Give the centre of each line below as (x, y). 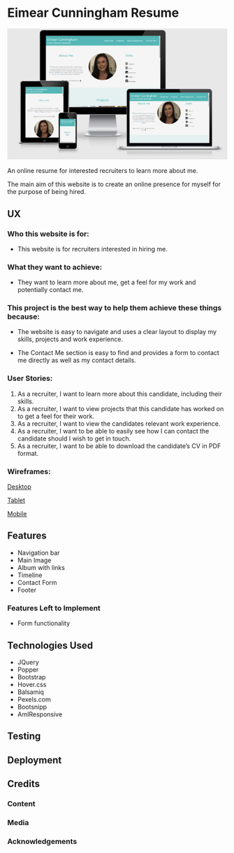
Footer (27, 590)
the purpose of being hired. (46, 192)
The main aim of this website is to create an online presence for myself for (114, 184)
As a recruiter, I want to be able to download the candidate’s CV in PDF (119, 445)
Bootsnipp (32, 707)
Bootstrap (31, 677)
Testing (24, 736)
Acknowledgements (42, 841)
